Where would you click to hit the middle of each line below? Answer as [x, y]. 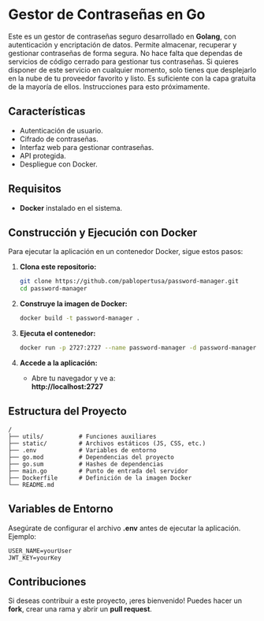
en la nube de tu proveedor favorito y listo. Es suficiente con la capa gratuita [132, 78]
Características [47, 112]
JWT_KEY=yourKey [35, 558]
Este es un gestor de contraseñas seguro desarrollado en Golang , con [122, 36]
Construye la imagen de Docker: [73, 304]
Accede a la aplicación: [58, 363]
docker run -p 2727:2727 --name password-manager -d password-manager [138, 348]
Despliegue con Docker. [58, 164]
